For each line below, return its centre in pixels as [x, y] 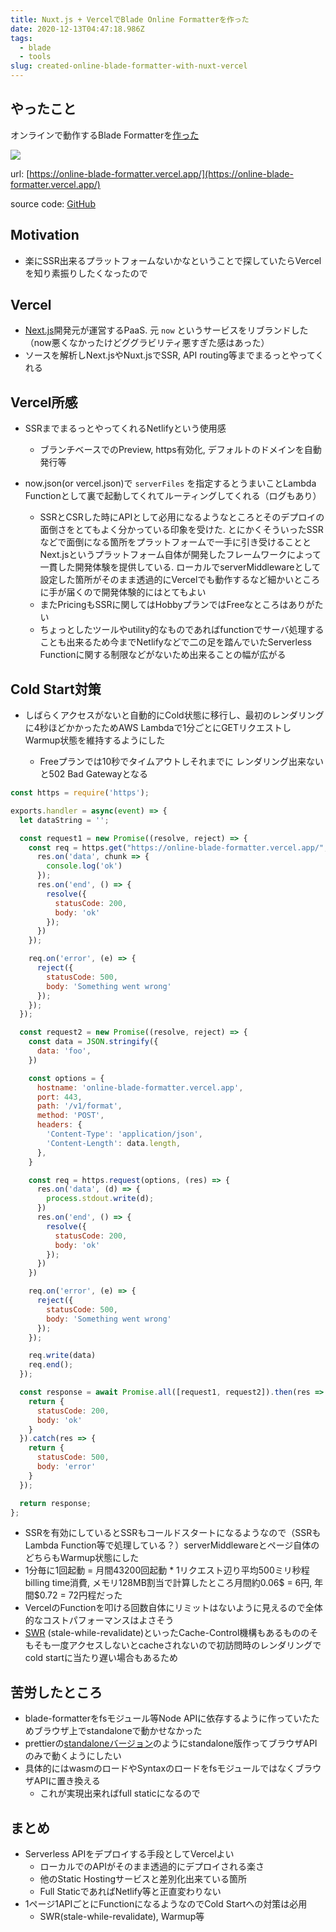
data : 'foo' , [64, 1051]
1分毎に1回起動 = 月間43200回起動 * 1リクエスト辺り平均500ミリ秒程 [167, 1570]
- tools [35, 57]
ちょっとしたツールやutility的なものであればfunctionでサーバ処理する [182, 630]
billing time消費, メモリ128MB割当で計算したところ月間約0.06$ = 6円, [168, 1583]
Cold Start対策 [56, 689]
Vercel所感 [44, 402]
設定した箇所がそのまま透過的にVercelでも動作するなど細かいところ [180, 580]
